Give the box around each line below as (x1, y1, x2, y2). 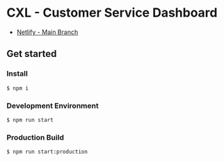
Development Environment (6, 101, 99, 111)
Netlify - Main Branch (16, 28, 79, 36)
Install (6, 69, 29, 79)
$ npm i (6, 85, 29, 92)
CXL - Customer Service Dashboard (6, 5, 218, 21)
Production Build (6, 132, 64, 142)
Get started (6, 48, 57, 60)
